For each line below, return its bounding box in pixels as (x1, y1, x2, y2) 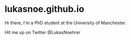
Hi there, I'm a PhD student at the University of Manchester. (4, 20, 127, 26)
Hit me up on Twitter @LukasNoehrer (4, 29, 80, 35)
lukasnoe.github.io (4, 3, 85, 15)
